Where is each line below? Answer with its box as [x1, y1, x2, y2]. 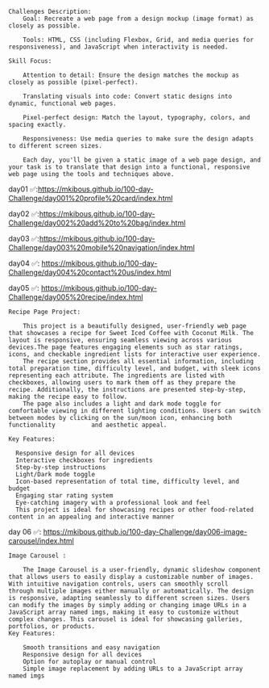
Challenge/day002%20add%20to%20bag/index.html [8, 218, 186, 228]
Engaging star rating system [15, 492, 114, 500]
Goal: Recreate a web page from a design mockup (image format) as [23, 15, 254, 23]
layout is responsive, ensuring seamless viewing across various [8, 336, 232, 344]
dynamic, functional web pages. [8, 99, 117, 107]
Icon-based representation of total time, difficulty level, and [15, 477, 240, 485]
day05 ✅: [8, 283, 40, 292]
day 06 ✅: [8, 527, 42, 536]
